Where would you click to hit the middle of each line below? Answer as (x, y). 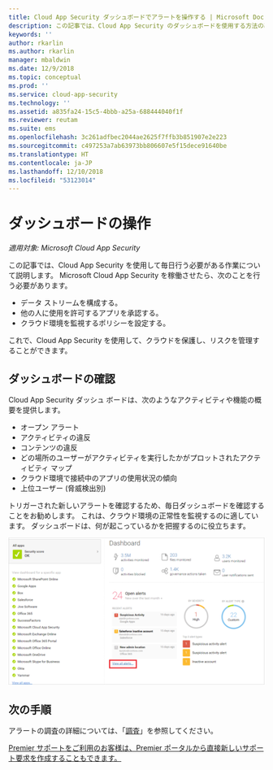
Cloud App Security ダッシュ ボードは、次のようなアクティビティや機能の (131, 400)
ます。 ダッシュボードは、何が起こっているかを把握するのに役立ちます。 (129, 526)
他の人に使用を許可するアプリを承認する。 (91, 313)
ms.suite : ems (32, 129)
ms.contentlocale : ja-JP (50, 163)
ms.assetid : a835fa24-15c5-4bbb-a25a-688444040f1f (96, 111)
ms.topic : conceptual (45, 77)
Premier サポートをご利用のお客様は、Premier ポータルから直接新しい (126, 748)
